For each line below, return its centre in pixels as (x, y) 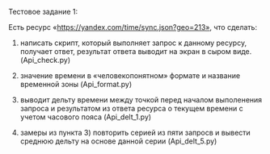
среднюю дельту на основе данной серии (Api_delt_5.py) (118, 141)
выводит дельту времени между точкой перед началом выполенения (141, 100)
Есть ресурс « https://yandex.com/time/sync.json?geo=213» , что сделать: (133, 27)
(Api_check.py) (45, 60)
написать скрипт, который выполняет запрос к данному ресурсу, (133, 43)
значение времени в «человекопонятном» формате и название (130, 75)
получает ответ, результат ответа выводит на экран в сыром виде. (136, 51)
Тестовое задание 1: (43, 12)
